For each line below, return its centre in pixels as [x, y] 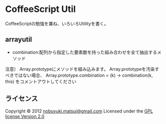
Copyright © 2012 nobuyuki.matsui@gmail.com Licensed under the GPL [79, 111]
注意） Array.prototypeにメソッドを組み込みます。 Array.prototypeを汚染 [80, 69]
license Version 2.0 [25, 116]
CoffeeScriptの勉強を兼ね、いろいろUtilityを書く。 [57, 23]
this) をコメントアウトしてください [41, 81]
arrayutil [19, 40]
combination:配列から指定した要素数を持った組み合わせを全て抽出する [85, 52]
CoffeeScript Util [41, 9]
